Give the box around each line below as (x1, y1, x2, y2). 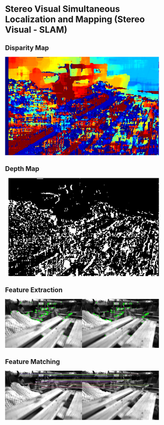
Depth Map (5, 165, 40, 173)
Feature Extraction (5, 286, 62, 294)
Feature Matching (5, 358, 60, 366)
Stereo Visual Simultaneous (5, 3, 121, 15)
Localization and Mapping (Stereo (5, 14, 145, 25)
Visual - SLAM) (5, 24, 67, 35)
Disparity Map (5, 43, 49, 52)
